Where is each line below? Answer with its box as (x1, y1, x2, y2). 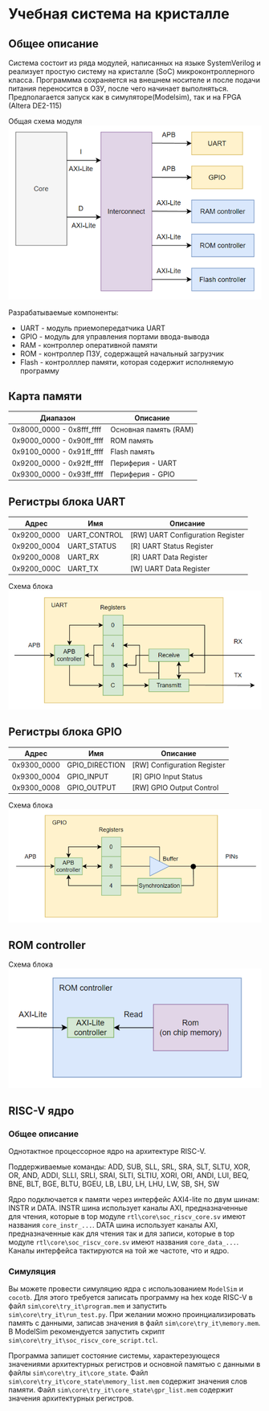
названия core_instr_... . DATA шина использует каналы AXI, (8, 1220, 218, 1229)
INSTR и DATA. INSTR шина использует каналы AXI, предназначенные (8, 1203, 248, 1213)
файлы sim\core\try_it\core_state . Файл (8, 1368, 149, 1378)
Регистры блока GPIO (8, 725, 123, 739)
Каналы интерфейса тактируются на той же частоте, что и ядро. (8, 1245, 230, 1255)
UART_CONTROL (67, 530, 124, 539)
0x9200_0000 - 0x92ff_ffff (11, 458, 104, 468)
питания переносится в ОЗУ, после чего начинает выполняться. (8, 84, 229, 93)
